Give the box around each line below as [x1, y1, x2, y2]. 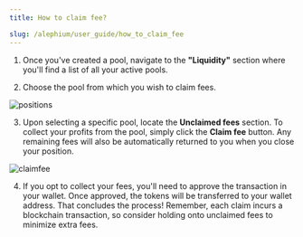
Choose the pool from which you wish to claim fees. [22, 81, 217, 92]
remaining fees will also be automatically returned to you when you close [22, 136, 295, 147]
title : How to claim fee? [9, 13, 107, 23]
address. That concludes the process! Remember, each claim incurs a [22, 200, 283, 211]
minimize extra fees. [22, 219, 99, 230]
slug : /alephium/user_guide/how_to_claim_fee [9, 29, 184, 39]
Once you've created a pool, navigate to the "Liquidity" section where [22, 54, 286, 65]
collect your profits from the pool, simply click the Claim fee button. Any [22, 126, 292, 137]
